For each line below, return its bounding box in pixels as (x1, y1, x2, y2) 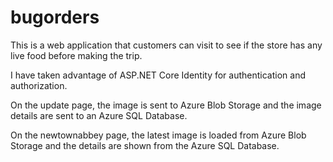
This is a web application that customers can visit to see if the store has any (10, 39, 323, 51)
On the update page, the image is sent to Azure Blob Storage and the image (10, 99, 322, 111)
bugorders (10, 6, 100, 29)
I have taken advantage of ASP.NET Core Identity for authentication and (10, 69, 307, 81)
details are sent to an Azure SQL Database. (10, 109, 188, 121)
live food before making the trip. (10, 49, 143, 61)
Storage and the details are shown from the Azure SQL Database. (10, 139, 280, 151)
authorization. (10, 79, 68, 91)
